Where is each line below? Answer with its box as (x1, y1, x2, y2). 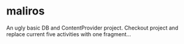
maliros (6, 4, 45, 18)
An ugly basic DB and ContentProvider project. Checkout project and (6, 24, 179, 31)
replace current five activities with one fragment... (6, 30, 132, 37)
